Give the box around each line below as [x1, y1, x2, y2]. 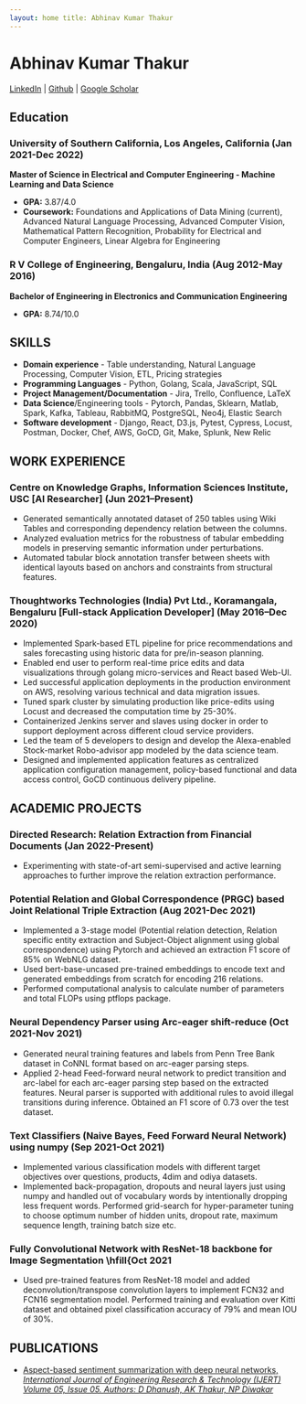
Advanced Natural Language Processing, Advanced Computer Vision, [22, 216, 286, 227]
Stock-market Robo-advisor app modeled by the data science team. [22, 745, 279, 756]
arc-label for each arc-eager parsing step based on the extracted [22, 1077, 269, 1088]
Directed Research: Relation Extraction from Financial [9, 828, 252, 841]
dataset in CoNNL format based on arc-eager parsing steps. [22, 1057, 249, 1068]
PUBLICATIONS [9, 1340, 99, 1356]
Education [9, 109, 69, 124]
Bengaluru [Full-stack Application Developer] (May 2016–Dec [9, 606, 288, 618]
